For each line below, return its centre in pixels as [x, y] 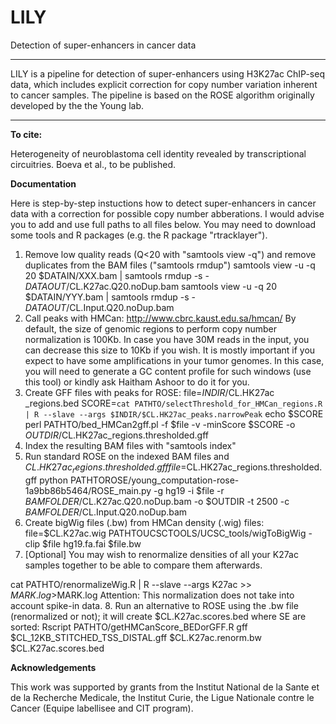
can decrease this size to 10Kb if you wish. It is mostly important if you [170, 350]
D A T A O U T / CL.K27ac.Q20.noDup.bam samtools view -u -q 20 [151, 286]
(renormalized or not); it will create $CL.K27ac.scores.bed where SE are [158, 616]
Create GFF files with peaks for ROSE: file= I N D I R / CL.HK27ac [149, 392]
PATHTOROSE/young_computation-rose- [154, 480]
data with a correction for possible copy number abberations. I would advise [167, 213]
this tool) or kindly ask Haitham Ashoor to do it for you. [137, 382]
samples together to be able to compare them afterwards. [143, 565]
